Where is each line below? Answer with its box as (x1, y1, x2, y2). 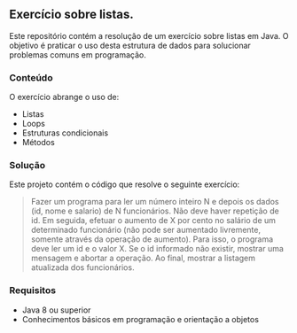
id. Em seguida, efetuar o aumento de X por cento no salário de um (30, 215, 277, 226)
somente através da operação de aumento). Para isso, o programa (30, 234, 274, 244)
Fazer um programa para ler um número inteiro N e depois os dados (30, 197, 279, 207)
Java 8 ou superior (21, 305, 91, 315)
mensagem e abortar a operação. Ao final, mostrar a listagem (30, 252, 255, 264)
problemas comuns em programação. (9, 49, 146, 60)
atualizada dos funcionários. (30, 262, 135, 273)
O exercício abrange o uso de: (9, 92, 120, 103)
